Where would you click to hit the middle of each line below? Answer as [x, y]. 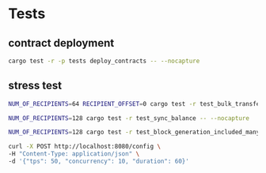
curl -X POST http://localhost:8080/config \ [84, 147]
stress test [35, 86]
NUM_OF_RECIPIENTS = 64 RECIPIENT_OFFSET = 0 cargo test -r [102, 103]
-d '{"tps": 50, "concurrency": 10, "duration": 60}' [99, 162]
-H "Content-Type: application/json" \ [74, 154]
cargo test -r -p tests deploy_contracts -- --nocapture [104, 61]
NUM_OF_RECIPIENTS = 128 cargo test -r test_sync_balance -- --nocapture [129, 118]
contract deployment [61, 43]
